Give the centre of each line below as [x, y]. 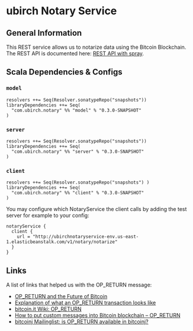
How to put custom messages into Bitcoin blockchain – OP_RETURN [97, 316]
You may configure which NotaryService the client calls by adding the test [96, 209]
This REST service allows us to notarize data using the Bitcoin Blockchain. [96, 47]
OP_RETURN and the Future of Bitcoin [61, 297]
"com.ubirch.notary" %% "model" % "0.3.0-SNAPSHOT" [77, 110]
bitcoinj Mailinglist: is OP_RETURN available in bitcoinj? [82, 321]
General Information [44, 33]
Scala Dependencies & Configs [64, 72]
